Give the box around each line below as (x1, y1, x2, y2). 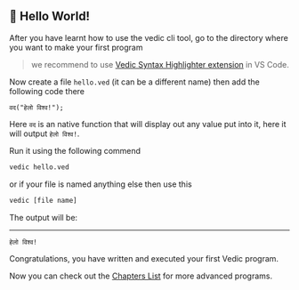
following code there (9, 85, 85, 96)
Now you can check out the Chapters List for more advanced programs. (9, 270, 273, 281)
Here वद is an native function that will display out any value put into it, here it (9, 118, 287, 129)
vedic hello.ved (9, 162, 69, 172)
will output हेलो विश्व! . (9, 128, 80, 139)
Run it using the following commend (9, 145, 141, 156)
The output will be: (9, 212, 78, 222)
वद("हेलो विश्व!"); (9, 103, 64, 112)
